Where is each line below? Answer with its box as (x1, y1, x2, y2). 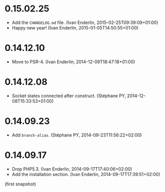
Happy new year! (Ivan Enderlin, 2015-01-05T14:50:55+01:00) (11, 24, 139, 30)
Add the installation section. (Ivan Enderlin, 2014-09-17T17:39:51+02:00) (11, 171, 161, 177)
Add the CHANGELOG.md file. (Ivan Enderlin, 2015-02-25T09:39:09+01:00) (11, 19, 159, 25)
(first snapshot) (4, 181, 36, 187)
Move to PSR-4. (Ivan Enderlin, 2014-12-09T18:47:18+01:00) (11, 58, 135, 65)
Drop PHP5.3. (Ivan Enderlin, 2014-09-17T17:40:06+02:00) (11, 166, 132, 172)
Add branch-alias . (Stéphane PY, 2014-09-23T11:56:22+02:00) (11, 132, 142, 138)
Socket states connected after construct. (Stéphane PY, (11, 93, 126, 99)
